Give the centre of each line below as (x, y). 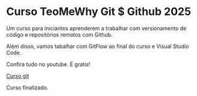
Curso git (18, 76)
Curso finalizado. (27, 87)
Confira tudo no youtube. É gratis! (48, 64)
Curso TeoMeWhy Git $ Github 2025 (99, 12)
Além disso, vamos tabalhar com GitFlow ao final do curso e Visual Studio (98, 46)
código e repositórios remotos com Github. (59, 34)
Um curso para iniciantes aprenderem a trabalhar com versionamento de (96, 28)
